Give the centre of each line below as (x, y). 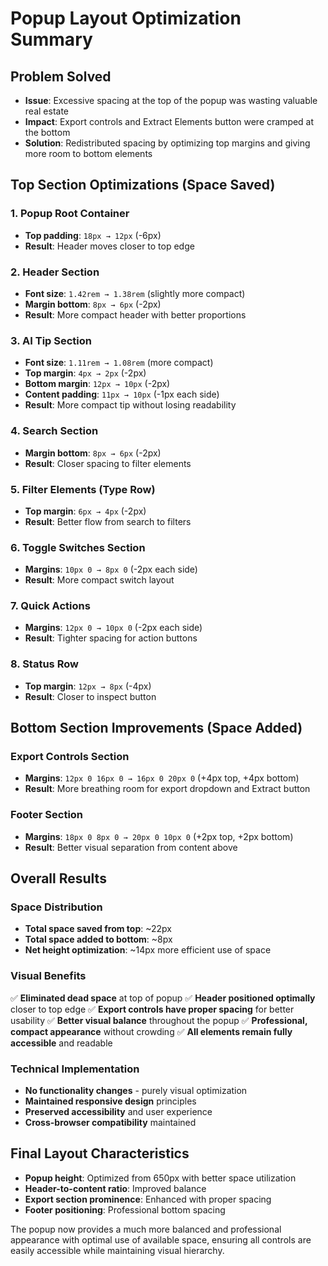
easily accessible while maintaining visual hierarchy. (117, 1250)
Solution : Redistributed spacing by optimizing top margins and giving (167, 143)
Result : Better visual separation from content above (131, 847)
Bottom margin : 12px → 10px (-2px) (97, 384)
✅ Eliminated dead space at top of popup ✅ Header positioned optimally (163, 998)
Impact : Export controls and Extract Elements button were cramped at (169, 121)
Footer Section (47, 815)
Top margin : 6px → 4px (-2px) (85, 511)
